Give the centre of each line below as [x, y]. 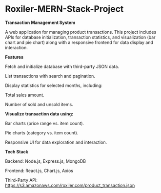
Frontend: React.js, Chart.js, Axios [39, 171]
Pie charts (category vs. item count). [42, 132]
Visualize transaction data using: [39, 114]
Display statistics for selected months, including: [54, 85]
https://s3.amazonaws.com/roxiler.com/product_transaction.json [70, 185]
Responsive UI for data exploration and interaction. [56, 142]
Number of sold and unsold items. [39, 104]
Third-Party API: [21, 180]
